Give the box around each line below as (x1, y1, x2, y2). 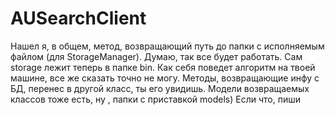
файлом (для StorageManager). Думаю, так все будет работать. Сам (10, 50, 303, 62)
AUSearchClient (10, 7, 147, 30)
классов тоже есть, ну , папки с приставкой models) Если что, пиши (10, 93, 301, 105)
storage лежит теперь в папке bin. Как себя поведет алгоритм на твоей (10, 61, 316, 73)
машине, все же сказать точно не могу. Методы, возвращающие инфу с (10, 72, 320, 84)
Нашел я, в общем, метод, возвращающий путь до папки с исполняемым (10, 40, 325, 52)
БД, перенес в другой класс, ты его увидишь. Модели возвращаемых (10, 82, 310, 94)
